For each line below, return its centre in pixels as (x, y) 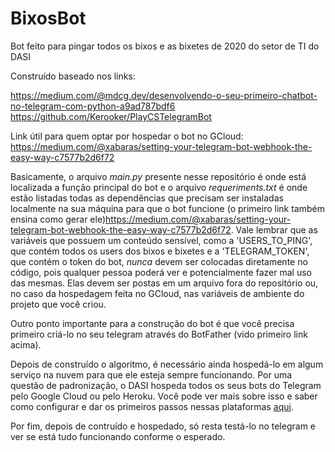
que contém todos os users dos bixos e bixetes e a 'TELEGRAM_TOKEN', (160, 251)
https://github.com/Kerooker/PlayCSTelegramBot (111, 116)
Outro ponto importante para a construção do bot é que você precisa (152, 323)
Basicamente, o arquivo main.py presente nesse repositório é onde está (158, 176)
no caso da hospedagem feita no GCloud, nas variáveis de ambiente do (157, 293)
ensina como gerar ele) (58, 219)
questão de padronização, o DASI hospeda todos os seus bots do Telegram (166, 385)
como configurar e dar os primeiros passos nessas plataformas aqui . (152, 406)
